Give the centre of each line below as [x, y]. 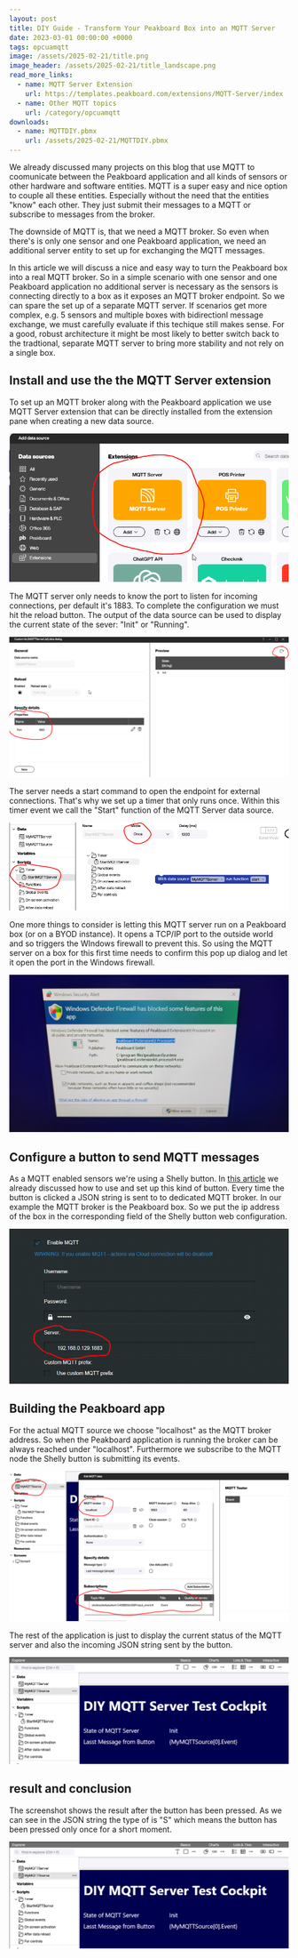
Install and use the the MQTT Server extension [141, 381]
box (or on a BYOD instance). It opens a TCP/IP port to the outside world [141, 934]
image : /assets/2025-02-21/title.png [79, 56]
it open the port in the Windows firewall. [82, 962]
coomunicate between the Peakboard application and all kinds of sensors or [149, 177]
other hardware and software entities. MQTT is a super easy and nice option [149, 186]
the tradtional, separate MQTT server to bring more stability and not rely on [147, 343]
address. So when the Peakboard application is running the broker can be [144, 1440]
